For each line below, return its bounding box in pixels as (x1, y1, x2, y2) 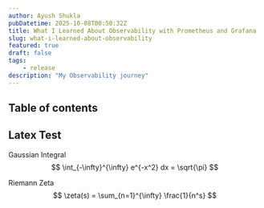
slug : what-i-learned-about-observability (8, 34, 152, 43)
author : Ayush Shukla (8, 11, 81, 20)
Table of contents (8, 101, 98, 115)
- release (22, 64, 56, 72)
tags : (8, 57, 26, 65)
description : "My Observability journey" (8, 71, 149, 80)
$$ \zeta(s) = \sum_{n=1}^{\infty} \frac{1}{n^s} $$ (52, 190, 217, 200)
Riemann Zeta (8, 177, 55, 187)
